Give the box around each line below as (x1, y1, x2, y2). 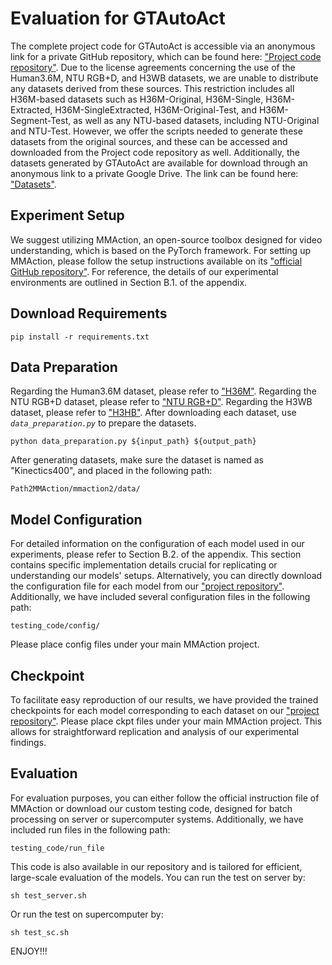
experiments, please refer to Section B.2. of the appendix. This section (10, 548, 302, 561)
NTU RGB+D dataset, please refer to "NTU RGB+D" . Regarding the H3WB (10, 396, 313, 408)
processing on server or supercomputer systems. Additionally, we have (10, 813, 304, 825)
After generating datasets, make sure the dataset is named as (10, 454, 264, 466)
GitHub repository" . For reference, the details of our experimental (10, 265, 279, 277)
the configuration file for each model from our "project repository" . (10, 580, 285, 592)
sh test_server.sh (10, 890, 87, 901)
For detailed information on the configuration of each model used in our (10, 538, 305, 550)
